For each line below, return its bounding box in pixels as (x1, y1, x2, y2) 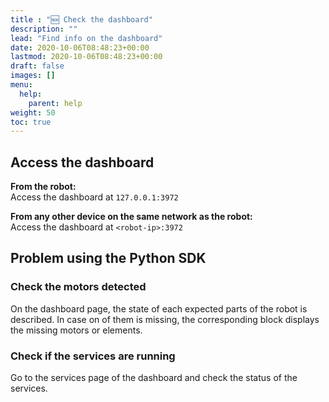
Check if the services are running (10, 349, 176, 363)
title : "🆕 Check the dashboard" (10, 14, 153, 25)
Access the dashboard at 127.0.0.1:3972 (10, 191, 179, 203)
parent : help (28, 98, 83, 108)
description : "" (10, 24, 78, 34)
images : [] (10, 71, 56, 81)
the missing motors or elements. (10, 324, 143, 336)
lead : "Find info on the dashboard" (10, 33, 163, 43)
